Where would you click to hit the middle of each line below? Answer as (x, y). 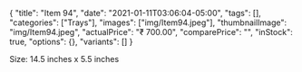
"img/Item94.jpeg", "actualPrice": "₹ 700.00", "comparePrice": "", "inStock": (151, 32)
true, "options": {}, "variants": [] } (71, 41)
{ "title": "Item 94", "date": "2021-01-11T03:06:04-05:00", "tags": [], (135, 13)
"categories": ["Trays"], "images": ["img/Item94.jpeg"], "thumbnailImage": (148, 22)
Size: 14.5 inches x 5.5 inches (64, 59)
